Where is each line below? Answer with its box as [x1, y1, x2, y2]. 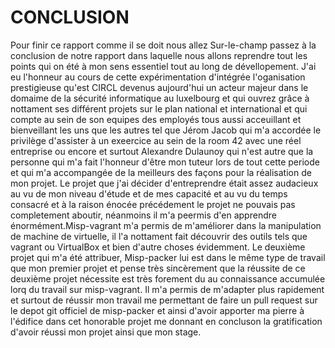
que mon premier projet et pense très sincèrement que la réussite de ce [10, 262, 306, 274]
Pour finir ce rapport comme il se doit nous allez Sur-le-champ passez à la [10, 39, 317, 51]
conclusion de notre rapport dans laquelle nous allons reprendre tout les [10, 49, 308, 61]
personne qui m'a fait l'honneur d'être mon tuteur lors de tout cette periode [10, 156, 320, 168]
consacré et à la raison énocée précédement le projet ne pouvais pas [10, 198, 296, 210]
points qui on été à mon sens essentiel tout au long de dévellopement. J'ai [10, 60, 317, 72]
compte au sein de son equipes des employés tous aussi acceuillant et [10, 113, 302, 125]
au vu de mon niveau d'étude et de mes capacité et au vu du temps [10, 187, 288, 200]
